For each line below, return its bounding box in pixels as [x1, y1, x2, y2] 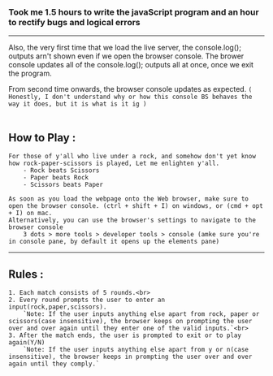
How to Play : [8, 131, 76, 145]
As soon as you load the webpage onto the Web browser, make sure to [8, 195, 249, 203]
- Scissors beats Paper [23, 181, 104, 189]
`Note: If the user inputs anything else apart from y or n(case [23, 345, 249, 353]
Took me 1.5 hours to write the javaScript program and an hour [8, 6, 259, 18]
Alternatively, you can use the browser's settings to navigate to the [8, 216, 256, 225]
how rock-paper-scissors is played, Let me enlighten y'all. [8, 159, 220, 168]
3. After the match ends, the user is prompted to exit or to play [8, 331, 242, 339]
